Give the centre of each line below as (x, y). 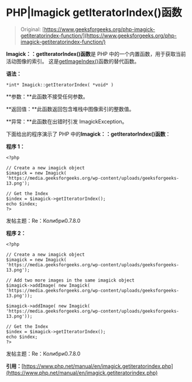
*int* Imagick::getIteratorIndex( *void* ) (60, 85)
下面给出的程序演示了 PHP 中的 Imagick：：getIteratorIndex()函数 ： (88, 134)
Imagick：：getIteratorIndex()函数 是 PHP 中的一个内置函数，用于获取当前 (96, 53)
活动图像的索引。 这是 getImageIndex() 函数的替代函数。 (73, 61)
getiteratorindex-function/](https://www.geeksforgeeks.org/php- (98, 35)
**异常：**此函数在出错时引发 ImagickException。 (67, 121)
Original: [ (32, 29)
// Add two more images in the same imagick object (70, 280)
